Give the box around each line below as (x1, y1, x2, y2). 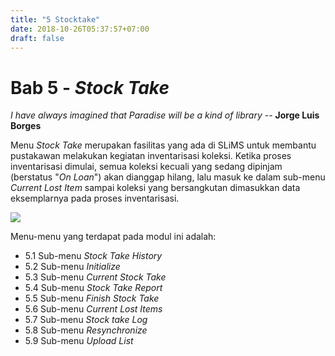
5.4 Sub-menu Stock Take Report (24, 282, 163, 294)
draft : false (10, 33, 65, 43)
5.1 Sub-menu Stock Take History (24, 250, 163, 262)
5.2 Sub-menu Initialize (24, 261, 121, 273)
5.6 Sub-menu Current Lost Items (24, 303, 163, 315)
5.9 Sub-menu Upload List (24, 335, 134, 347)
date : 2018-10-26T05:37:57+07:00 (10, 24, 150, 34)
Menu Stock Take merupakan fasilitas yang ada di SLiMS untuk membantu (10, 139, 317, 151)
